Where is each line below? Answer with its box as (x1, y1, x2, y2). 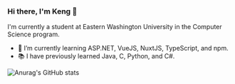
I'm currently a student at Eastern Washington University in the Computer (7, 23, 222, 31)
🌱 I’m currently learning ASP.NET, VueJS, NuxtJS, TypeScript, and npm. (17, 44, 229, 53)
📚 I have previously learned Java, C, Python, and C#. (17, 52, 175, 61)
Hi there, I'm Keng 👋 (7, 6, 78, 16)
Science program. (7, 30, 60, 38)
